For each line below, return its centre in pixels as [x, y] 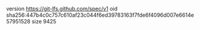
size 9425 [44, 21]
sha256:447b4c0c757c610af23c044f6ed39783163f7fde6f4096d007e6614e [100, 15]
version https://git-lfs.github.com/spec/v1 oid [62, 9]
